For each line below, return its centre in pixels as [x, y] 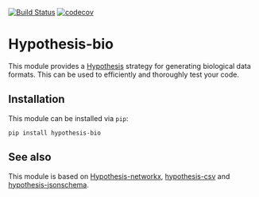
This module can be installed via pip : [68, 118]
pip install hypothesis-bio [55, 133]
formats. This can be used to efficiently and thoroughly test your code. [124, 74]
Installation [37, 99]
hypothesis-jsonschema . [48, 184]
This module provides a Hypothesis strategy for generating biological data [130, 66]
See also [30, 157]
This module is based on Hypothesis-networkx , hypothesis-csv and [119, 176]
